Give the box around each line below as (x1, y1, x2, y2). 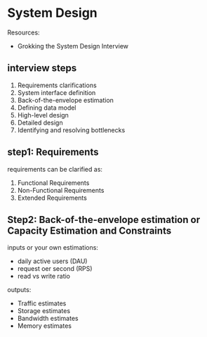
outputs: (7, 286, 32, 294)
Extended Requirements (17, 193, 88, 202)
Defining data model (17, 103, 76, 112)
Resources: (7, 28, 40, 37)
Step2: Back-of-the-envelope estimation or (7, 213, 201, 226)
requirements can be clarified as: (7, 165, 103, 173)
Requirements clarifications (17, 81, 97, 89)
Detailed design (17, 118, 63, 127)
